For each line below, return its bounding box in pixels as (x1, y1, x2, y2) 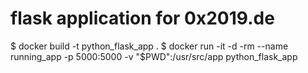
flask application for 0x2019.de (10, 7, 275, 30)
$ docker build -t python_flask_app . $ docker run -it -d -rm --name (10, 40, 289, 52)
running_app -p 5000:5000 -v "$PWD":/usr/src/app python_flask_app (10, 50, 298, 62)
